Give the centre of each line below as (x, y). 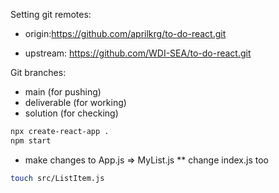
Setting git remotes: (51, 14)
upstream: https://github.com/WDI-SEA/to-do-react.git (138, 53)
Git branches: (38, 72)
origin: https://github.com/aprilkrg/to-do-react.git (125, 33)
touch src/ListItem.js (57, 178)
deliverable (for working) (75, 102)
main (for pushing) (63, 92)
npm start (31, 140)
